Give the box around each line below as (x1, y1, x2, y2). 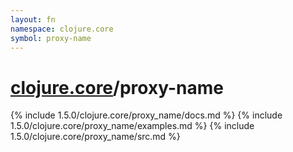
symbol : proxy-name (10, 33, 92, 43)
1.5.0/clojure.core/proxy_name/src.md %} (10, 131, 181, 143)
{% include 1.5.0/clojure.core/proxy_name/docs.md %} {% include (10, 109, 283, 121)
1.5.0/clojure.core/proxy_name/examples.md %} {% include (10, 120, 255, 132)
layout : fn (10, 14, 56, 25)
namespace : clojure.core (10, 24, 114, 34)
